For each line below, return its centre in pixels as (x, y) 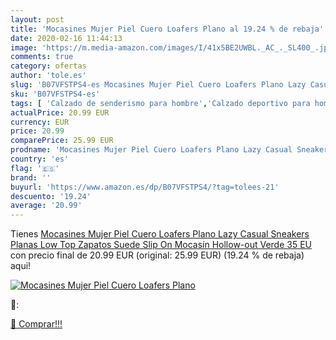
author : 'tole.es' (48, 76)
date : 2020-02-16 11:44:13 (66, 38)
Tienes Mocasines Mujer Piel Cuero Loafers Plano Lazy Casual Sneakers (160, 234)
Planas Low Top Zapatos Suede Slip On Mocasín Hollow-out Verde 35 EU (161, 245)
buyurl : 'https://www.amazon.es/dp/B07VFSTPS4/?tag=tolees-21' (145, 187)
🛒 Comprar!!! (36, 324)
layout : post (37, 19)
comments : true (42, 57)
